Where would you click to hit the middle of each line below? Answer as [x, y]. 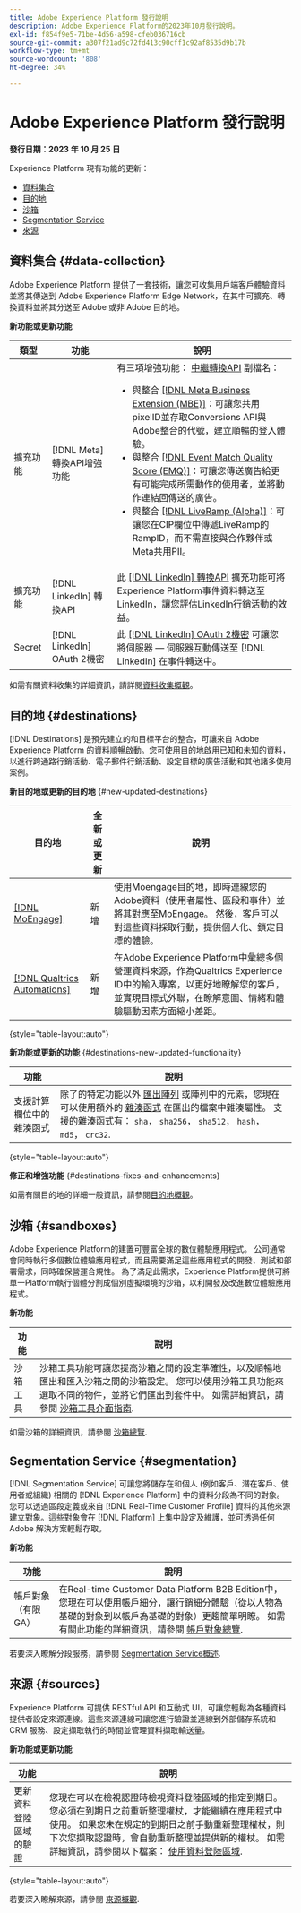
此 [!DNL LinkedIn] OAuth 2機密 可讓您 [198, 634]
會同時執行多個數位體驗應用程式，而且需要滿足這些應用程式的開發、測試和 [146, 1261]
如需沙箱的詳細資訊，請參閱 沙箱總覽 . [78, 1432]
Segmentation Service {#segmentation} [123, 1461]
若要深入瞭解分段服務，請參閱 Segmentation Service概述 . [115, 1653]
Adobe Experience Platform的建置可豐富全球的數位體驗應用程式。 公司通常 [147, 1249]
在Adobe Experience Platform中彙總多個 [198, 958]
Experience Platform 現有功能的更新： [79, 168]
